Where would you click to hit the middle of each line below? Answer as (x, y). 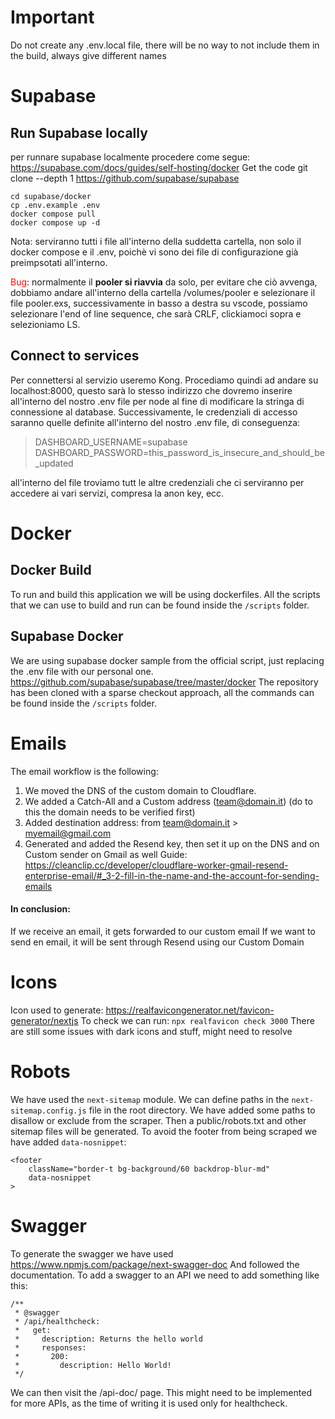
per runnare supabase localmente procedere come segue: (130, 157)
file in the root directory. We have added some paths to (202, 1110)
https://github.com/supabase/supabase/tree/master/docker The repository (164, 682)
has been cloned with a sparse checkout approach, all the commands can (162, 692)
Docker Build (51, 570)
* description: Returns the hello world (108, 1339)
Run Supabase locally (79, 132)
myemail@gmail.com (68, 833)
